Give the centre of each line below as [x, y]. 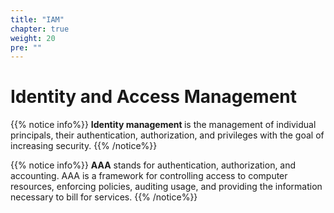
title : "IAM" [37, 19]
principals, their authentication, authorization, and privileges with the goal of [167, 135]
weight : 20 [33, 38]
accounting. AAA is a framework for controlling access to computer [149, 176]
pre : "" [26, 47]
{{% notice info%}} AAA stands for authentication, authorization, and [153, 165]
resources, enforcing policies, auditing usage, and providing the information [166, 187]
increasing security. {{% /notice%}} [84, 146]
